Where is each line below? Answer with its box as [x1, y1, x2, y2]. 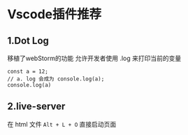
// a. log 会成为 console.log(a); [7, 76, 105, 83]
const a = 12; [7, 68, 49, 75]
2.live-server [7, 101, 66, 113]
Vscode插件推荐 [7, 6, 102, 22]
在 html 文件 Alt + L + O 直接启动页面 [7, 120, 117, 128]
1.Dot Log [7, 34, 49, 46]
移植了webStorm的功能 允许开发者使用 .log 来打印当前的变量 [7, 54, 182, 62]
